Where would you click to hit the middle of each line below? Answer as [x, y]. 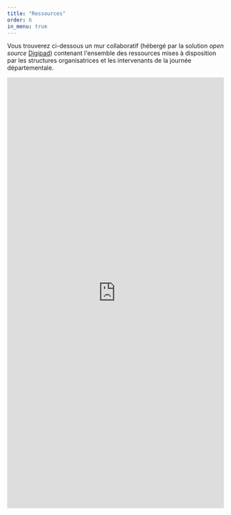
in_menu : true [27, 26]
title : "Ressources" [37, 13]
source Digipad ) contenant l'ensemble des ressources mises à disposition [112, 53]
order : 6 [20, 20]
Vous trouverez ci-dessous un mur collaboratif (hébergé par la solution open [115, 46]
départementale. [31, 68]
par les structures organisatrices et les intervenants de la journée [99, 61]
